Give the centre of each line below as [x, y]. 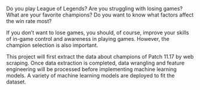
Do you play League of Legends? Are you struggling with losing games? [95, 9]
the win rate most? [29, 21]
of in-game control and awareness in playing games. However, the [88, 39]
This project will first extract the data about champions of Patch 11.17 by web [100, 57]
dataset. [16, 82]
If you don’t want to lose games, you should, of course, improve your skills [98, 33]
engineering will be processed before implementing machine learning [92, 69]
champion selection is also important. [52, 45]
